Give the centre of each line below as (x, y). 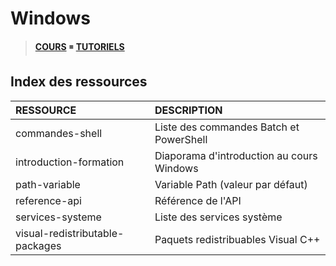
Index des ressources (79, 82)
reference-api (48, 200)
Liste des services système (218, 217)
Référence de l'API (198, 200)
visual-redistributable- (70, 233)
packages (38, 245)
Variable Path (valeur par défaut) (231, 184)
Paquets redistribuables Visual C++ (237, 239)
